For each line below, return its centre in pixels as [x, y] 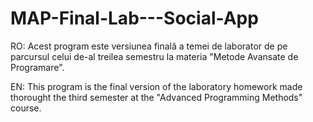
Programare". [37, 67]
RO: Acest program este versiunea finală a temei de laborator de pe [149, 46]
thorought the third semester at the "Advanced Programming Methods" [156, 97]
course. [26, 108]
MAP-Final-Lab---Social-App [134, 18]
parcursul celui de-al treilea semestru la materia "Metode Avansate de [154, 56]
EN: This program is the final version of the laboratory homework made [156, 86]
